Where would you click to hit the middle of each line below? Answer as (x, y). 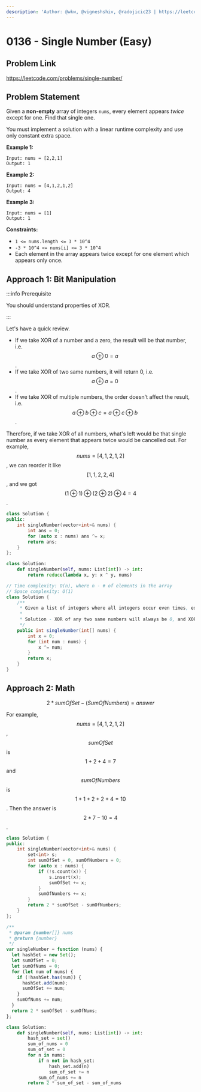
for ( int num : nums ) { (57, 642)
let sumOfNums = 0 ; (36, 966)
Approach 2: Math (41, 688)
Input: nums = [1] (29, 213)
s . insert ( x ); (65, 877)
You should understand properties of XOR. (58, 305)
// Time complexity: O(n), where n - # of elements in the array (89, 586)
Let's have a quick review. (38, 329)
